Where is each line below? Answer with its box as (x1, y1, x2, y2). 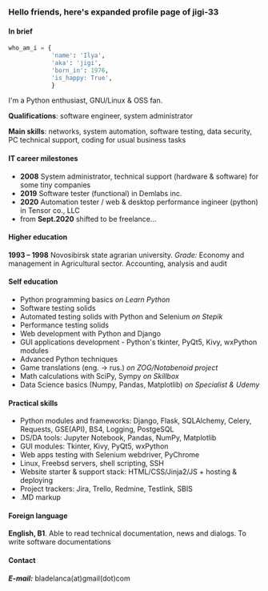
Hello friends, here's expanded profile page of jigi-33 (8, 6, 219, 18)
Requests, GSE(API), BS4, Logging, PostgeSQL (19, 424, 174, 434)
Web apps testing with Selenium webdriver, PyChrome (19, 450, 200, 460)
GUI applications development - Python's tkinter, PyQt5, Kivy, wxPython (19, 337, 258, 347)
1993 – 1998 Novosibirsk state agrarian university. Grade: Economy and (8, 250, 245, 259)
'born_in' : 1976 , (50, 66, 110, 74)
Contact (8, 555, 36, 565)
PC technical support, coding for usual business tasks (8, 135, 186, 145)
